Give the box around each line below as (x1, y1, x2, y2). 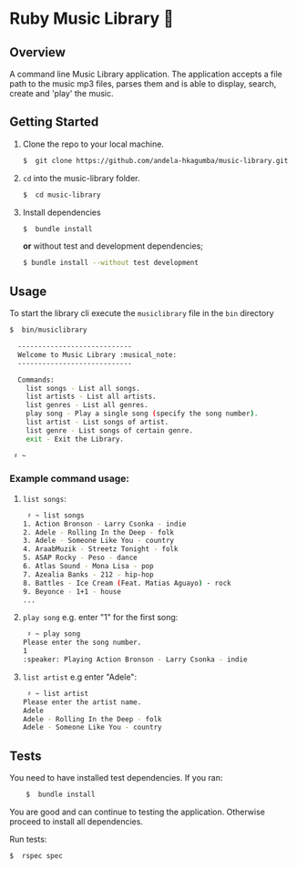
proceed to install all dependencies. (9, 815, 144, 827)
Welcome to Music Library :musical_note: (17, 350, 178, 359)
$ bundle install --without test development (22, 259, 199, 268)
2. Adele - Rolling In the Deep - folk (22, 527, 175, 537)
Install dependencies (22, 207, 102, 218)
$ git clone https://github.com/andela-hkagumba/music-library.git (22, 156, 289, 165)
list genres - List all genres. (26, 401, 148, 410)
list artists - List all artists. (26, 392, 157, 402)
